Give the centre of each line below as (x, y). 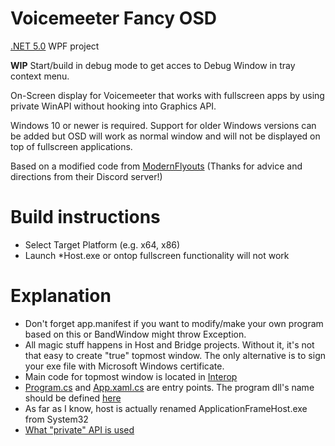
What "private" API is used (79, 429)
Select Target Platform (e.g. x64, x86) (102, 244)
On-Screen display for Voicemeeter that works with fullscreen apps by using (167, 95)
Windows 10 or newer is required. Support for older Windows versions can (163, 125)
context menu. (40, 76)
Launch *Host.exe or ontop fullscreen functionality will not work (157, 255)
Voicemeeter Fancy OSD (113, 18)
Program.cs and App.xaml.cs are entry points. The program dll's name (169, 387)
